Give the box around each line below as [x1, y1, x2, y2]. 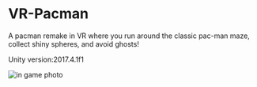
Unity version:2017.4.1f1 [8, 55, 85, 64]
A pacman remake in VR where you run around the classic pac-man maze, [8, 31, 251, 40]
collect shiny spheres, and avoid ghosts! [8, 39, 140, 48]
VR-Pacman [8, 5, 89, 23]
